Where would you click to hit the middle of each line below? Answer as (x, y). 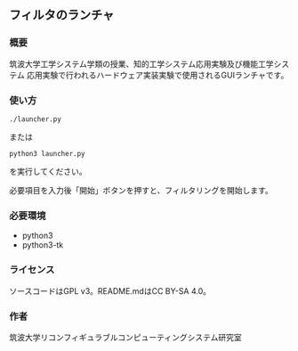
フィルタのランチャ (62, 15)
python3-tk (43, 245)
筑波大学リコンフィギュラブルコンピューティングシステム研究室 (125, 337)
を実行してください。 (48, 171)
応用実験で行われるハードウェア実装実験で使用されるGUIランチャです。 (157, 75)
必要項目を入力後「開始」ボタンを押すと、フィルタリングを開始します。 (141, 190)
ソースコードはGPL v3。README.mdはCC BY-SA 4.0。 (110, 290)
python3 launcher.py (48, 153)
